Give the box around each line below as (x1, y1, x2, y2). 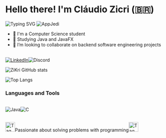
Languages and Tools (5, 89, 60, 97)
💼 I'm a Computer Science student (12, 31, 86, 37)
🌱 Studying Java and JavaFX (12, 36, 74, 42)
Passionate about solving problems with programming (15, 127, 129, 133)
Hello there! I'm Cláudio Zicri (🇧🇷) (5, 4, 155, 15)
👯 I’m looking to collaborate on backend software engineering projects (12, 41, 161, 48)
